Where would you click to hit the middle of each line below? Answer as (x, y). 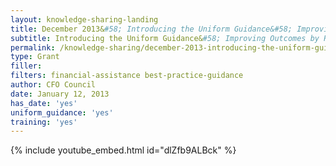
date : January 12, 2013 (60, 94)
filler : (26, 66)
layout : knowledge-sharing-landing (84, 19)
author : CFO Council (53, 85)
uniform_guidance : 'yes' (62, 112)
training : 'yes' (44, 122)
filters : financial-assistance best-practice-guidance (127, 76)
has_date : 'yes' (44, 103)
